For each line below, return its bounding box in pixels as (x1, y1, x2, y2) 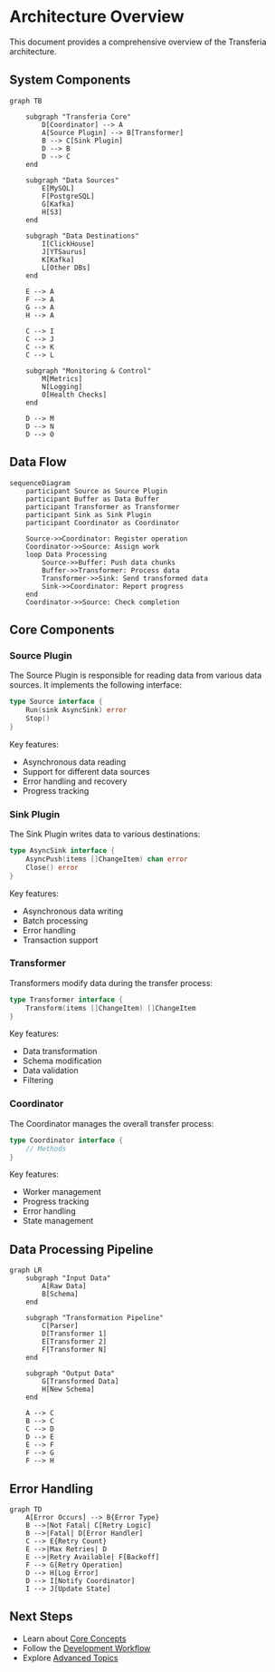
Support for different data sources (22, 766, 151, 777)
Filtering (22, 1075, 54, 1086)
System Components (9, 73, 131, 88)
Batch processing (22, 914, 89, 926)
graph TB (9, 96, 43, 105)
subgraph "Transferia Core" (25, 112, 131, 122)
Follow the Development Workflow (22, 1642, 151, 1653)
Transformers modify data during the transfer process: (9, 977, 213, 988)
